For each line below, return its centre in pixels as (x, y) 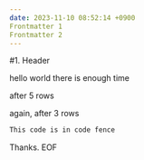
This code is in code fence (62, 130)
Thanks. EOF (33, 147)
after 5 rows (32, 95)
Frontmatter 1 (36, 26)
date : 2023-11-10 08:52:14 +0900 (72, 18)
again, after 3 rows (44, 114)
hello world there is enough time (69, 78)
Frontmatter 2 (36, 35)
